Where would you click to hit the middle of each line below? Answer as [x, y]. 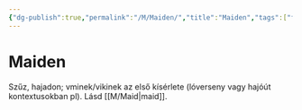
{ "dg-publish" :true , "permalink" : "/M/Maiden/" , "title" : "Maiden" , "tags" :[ [148, 17]
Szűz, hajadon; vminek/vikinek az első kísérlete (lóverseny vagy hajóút [140, 87]
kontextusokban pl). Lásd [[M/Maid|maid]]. [88, 96]
